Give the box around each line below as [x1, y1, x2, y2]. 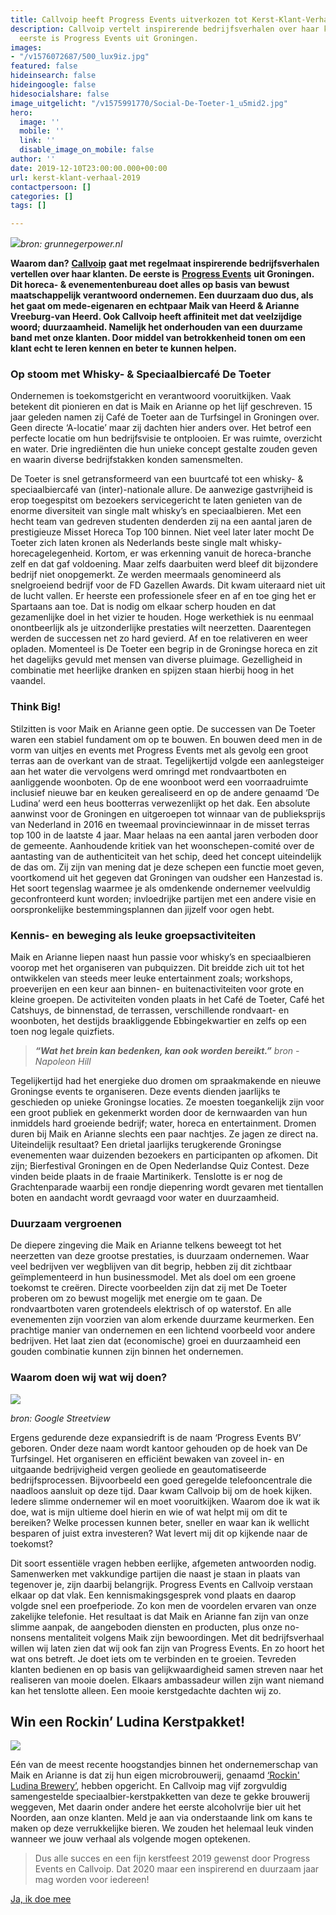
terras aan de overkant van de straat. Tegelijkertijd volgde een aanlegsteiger [10, 754, 325, 766]
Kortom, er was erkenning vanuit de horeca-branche [94, 547, 312, 560]
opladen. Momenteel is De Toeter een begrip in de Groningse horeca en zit [10, 643, 318, 655]
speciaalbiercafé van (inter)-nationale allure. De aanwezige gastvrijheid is [10, 484, 313, 496]
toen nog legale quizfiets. [10, 1026, 115, 1038]
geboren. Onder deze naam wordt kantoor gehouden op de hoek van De [10, 1442, 308, 1454]
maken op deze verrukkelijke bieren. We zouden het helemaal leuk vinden [10, 1822, 314, 1835]
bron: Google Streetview [10, 1412, 111, 1424]
